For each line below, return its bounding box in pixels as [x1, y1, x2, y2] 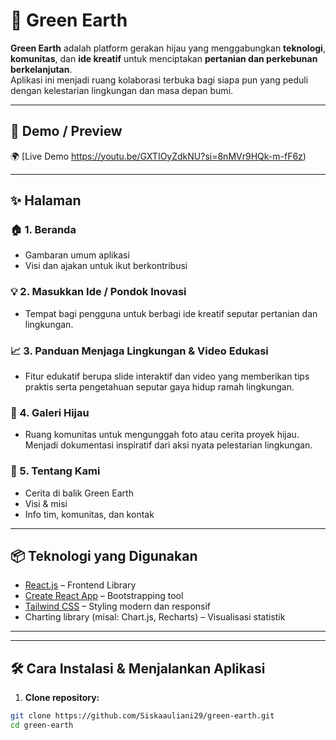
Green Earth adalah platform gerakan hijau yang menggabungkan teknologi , [10, 42, 326, 54]
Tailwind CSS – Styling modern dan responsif [24, 600, 212, 613]
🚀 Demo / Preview [10, 123, 123, 140]
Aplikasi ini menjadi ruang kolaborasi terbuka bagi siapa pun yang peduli [10, 74, 309, 86]
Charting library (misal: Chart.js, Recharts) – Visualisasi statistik [24, 611, 286, 623]
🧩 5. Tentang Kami [10, 464, 101, 478]
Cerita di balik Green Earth [24, 487, 134, 499]
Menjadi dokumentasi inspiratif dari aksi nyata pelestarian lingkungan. [24, 439, 313, 451]
